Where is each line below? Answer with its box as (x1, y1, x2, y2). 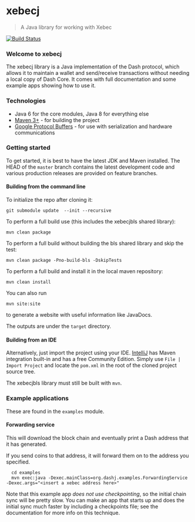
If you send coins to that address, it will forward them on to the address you (6, 452, 189, 459)
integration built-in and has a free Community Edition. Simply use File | (6, 356, 181, 363)
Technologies (6, 97, 46, 105)
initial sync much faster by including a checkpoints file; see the (6, 503, 159, 510)
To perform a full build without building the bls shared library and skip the (6, 240, 184, 247)
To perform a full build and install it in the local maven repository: (6, 268, 163, 275)
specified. (6, 458, 31, 465)
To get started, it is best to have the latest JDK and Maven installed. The (6, 157, 180, 164)
